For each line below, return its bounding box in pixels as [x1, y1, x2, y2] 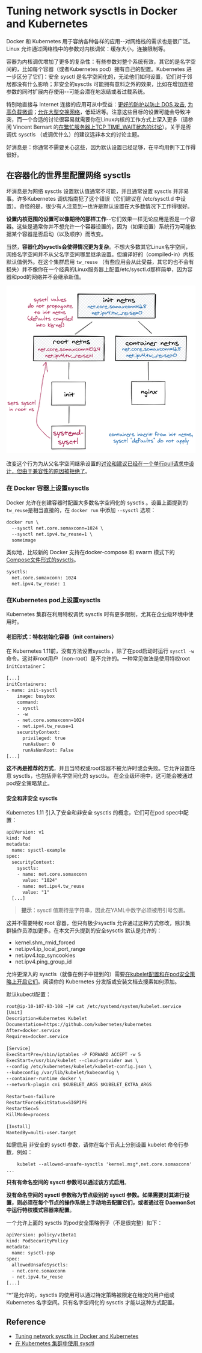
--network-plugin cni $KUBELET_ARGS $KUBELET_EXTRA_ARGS [6, 1082, 152, 1088]
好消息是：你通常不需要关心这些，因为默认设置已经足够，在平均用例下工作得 [6, 143, 196, 151]
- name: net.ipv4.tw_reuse [17, 884, 85, 890]
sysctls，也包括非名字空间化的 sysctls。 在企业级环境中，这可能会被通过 [13, 772, 193, 780]
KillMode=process [6, 1112, 50, 1118]
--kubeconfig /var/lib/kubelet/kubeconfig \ [6, 1070, 120, 1076]
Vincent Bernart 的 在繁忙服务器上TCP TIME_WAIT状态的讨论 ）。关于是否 [13, 123, 191, 130]
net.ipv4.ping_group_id [14, 958, 72, 965]
